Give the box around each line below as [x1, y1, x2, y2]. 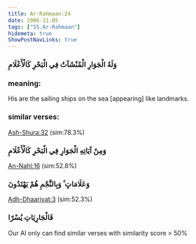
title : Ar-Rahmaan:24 [8, 10, 71, 18]
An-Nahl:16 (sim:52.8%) [8, 161, 78, 169]
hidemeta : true [8, 30, 52, 37]
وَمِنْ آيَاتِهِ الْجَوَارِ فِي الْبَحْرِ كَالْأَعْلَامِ [8, 146, 107, 155]
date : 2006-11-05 [8, 17, 59, 24]
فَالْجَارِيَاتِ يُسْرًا [8, 212, 53, 222]
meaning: [8, 78, 41, 88]
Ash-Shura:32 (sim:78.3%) [8, 128, 85, 136]
